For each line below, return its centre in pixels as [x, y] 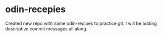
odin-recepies [36, 9]
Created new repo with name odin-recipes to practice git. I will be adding [81, 23]
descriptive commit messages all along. [46, 28]
